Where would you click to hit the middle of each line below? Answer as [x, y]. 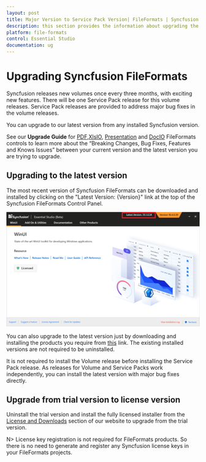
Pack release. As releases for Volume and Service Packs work [85, 368]
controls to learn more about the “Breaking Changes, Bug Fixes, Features [99, 143]
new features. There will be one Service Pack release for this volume [93, 100]
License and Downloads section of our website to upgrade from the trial [97, 421]
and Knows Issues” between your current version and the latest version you [102, 150]
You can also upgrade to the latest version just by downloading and [91, 336]
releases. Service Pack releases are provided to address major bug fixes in [101, 106]
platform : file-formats [37, 33]
